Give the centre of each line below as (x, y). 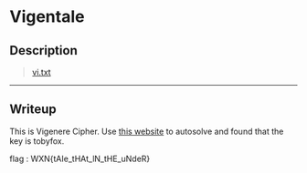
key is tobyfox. (37, 141)
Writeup (33, 110)
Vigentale (47, 17)
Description (43, 51)
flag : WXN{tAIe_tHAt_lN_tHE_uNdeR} (80, 158)
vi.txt (42, 72)
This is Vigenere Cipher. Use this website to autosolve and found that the (147, 131)
